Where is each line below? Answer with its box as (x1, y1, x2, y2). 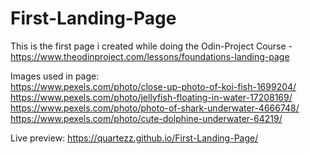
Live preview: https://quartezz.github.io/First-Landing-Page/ (10, 132, 259, 144)
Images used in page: (10, 70, 100, 82)
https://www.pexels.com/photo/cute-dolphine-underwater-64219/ (10, 112, 283, 124)
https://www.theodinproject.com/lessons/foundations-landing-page (10, 50, 290, 62)
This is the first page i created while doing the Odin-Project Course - (10, 40, 293, 52)
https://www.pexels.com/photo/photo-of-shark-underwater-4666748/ (10, 102, 300, 114)
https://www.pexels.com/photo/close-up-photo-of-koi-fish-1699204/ (10, 80, 297, 92)
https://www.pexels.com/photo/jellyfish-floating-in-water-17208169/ (10, 91, 293, 103)
